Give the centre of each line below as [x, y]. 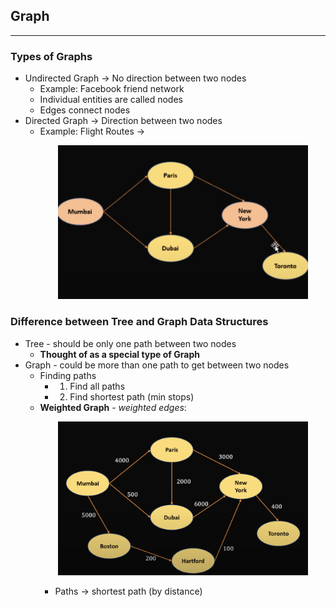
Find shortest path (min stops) [132, 396]
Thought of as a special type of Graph [119, 354]
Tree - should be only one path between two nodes [130, 343]
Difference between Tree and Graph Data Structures [139, 322]
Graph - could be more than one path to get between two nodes [157, 365]
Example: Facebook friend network [112, 89]
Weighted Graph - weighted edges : [113, 407]
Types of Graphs [51, 56]
